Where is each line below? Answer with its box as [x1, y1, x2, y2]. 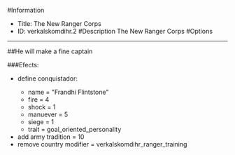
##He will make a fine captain [7, 47, 93, 55]
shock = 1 [27, 103, 56, 111]
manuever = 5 [27, 110, 69, 119]
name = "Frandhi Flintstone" [27, 88, 109, 96]
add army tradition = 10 [17, 133, 85, 141]
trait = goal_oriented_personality [27, 126, 122, 133]
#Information [7, 6, 45, 14]
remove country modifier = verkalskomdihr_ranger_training [17, 140, 187, 148]
